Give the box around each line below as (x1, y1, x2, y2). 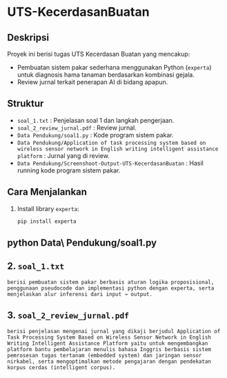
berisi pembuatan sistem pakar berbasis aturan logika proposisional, (7, 279, 215, 286)
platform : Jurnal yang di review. (17, 151, 110, 159)
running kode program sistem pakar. (17, 166, 121, 175)
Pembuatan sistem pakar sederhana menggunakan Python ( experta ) (17, 63, 212, 71)
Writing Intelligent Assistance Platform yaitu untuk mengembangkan (7, 339, 208, 347)
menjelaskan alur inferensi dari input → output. (7, 290, 153, 297)
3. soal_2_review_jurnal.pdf (7, 310, 130, 321)
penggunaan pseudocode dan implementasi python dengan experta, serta (7, 284, 215, 292)
